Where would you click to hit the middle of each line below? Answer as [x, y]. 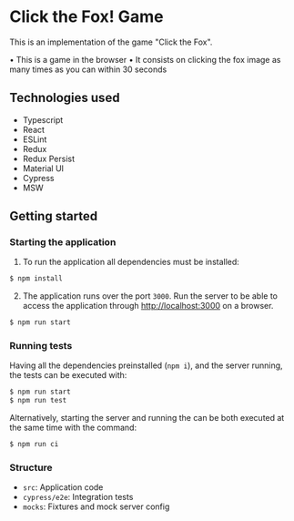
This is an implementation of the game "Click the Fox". [111, 42]
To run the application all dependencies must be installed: [131, 262]
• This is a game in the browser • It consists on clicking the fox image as [145, 59]
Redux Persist [49, 158]
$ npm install [36, 279]
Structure [31, 468]
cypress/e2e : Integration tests [78, 497]
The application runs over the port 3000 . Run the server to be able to [150, 296]
